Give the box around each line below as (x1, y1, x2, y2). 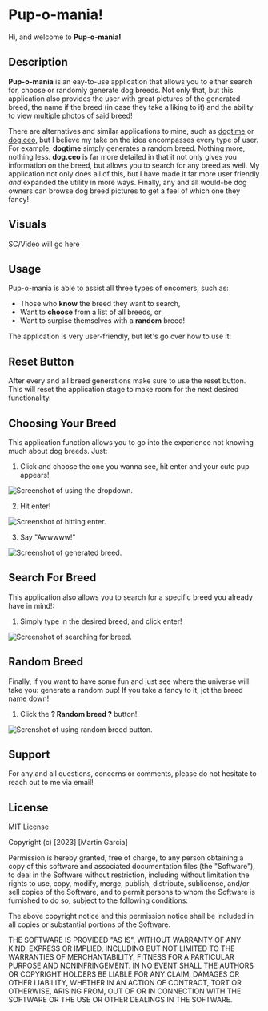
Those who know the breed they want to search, (19, 299, 181, 309)
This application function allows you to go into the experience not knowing (8, 438, 254, 447)
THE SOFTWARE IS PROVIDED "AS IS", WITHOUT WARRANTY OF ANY (8, 936, 242, 945)
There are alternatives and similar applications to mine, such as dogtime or (8, 126, 254, 135)
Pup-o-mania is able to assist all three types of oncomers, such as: (8, 283, 230, 293)
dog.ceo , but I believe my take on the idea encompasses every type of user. (8, 135, 258, 144)
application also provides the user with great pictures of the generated (8, 94, 241, 103)
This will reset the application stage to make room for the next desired (8, 385, 239, 394)
